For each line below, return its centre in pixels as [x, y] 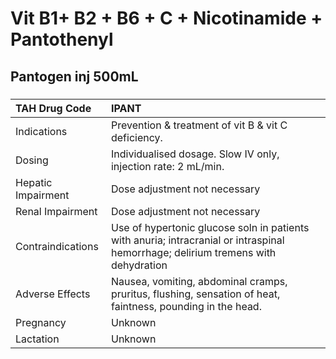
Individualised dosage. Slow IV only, [195, 154]
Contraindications [57, 246]
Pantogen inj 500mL [74, 76]
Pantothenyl [62, 39]
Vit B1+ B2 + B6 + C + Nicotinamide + [166, 18]
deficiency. [136, 137]
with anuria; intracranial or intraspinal [197, 240]
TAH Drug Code [53, 108]
